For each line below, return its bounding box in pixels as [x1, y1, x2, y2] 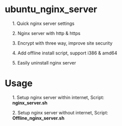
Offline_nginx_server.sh [12, 115, 65, 121]
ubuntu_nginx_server [5, 4, 97, 15]
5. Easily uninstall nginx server [12, 59, 77, 66]
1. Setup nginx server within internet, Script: [12, 94, 105, 100]
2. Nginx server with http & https [12, 30, 81, 36]
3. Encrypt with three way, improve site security [12, 40, 113, 46]
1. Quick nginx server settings [12, 20, 75, 26]
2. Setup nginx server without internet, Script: [12, 109, 108, 115]
